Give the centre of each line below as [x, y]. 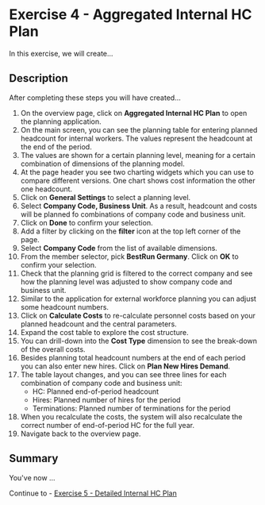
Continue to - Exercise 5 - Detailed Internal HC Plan [93, 493]
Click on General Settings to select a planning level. [106, 197]
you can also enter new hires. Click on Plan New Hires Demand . [125, 366]
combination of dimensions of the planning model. [102, 164]
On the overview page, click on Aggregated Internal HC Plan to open [134, 113]
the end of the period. [56, 146]
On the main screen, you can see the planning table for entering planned [139, 129]
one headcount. [46, 189]
